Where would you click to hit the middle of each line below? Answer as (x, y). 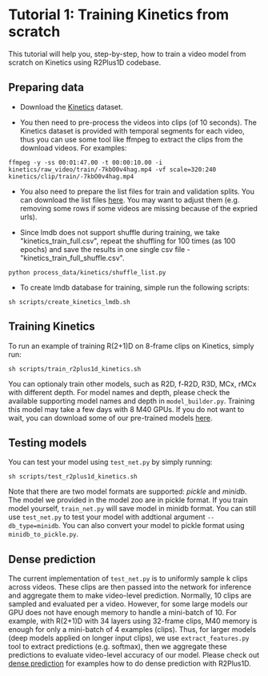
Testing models (48, 443)
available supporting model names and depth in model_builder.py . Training (132, 401)
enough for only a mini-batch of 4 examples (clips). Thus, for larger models (132, 630)
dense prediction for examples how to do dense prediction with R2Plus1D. (130, 664)
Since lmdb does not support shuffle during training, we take (120, 232)
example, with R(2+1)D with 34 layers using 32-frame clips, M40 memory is (133, 621)
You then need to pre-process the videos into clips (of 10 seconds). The (138, 122)
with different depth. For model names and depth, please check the (119, 392)
